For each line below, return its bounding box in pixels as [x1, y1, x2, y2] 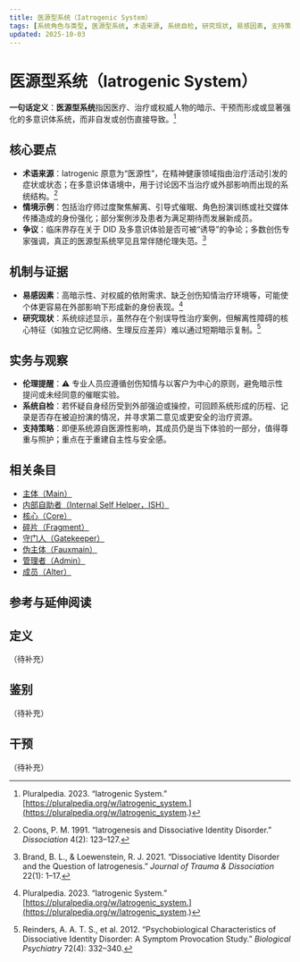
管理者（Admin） [21, 555, 86, 566]
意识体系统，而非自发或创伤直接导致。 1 [32, 113, 177, 124]
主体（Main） [21, 488, 72, 499]
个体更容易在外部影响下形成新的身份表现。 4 [21, 300, 184, 312]
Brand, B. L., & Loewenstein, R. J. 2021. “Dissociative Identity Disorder [21, 851, 279, 862]
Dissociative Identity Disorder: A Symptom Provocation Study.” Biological [21, 933, 291, 944]
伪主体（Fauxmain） [21, 544, 98, 554]
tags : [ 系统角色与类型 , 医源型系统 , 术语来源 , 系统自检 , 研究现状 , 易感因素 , [9, 21, 268, 30]
